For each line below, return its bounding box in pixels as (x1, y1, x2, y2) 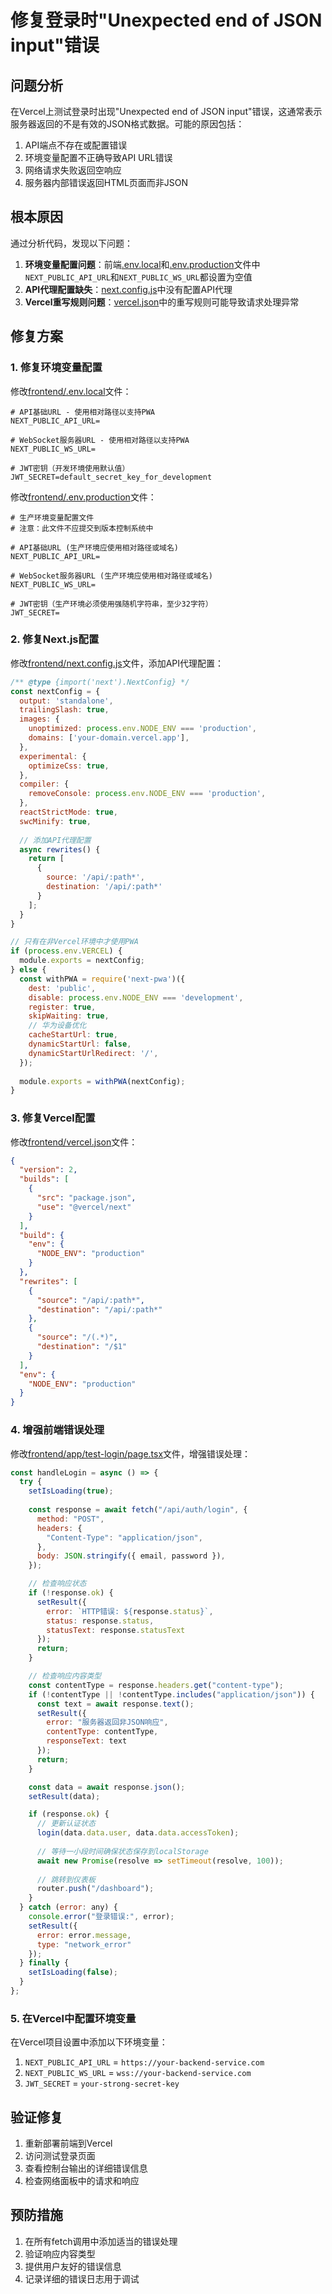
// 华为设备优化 (28, 1021, 87, 1031)
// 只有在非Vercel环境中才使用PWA (10, 937, 139, 947)
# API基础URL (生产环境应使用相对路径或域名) (10, 542, 179, 553)
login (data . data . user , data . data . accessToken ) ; (36, 1828, 240, 1838)
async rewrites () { (19, 844, 101, 855)
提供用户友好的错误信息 (24, 2260, 122, 2272)
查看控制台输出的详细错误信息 (24, 2162, 148, 2174)
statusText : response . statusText (46, 1625, 186, 1635)
